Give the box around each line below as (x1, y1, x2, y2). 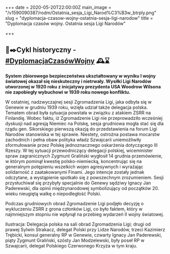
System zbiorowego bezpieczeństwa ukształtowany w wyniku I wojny (5, 73, 156, 79)
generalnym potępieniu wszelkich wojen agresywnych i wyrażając (5, 164, 144, 170)
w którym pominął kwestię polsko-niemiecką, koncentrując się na (5, 158, 142, 164)
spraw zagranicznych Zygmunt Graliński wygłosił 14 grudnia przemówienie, (5, 152, 163, 159)
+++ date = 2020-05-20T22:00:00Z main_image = (5, 5, 112, 10)
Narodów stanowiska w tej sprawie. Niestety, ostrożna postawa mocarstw (5, 131, 160, 137)
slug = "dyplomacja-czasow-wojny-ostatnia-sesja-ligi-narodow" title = (5, 15, 153, 21)
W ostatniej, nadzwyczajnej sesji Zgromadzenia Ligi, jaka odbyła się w (5, 99, 152, 105)
